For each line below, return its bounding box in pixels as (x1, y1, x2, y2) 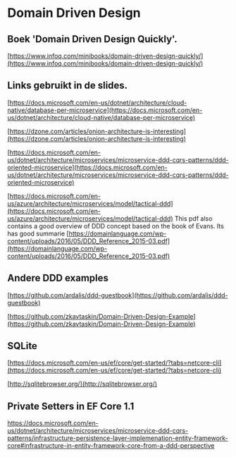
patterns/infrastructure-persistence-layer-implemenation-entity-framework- (7, 434, 229, 442)
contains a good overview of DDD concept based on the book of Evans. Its (7, 221, 224, 230)
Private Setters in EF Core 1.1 (7, 400, 135, 412)
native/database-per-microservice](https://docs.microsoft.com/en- (7, 106, 203, 114)
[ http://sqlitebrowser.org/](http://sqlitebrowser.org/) (7, 379, 157, 389)
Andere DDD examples (7, 272, 109, 284)
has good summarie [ (7, 229, 69, 238)
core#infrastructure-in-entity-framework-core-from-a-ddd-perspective (7, 441, 215, 450)
